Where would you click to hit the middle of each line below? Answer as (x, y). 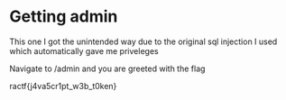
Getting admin (64, 17)
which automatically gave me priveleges (84, 50)
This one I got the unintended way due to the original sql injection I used (143, 41)
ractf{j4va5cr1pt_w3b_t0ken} (63, 86)
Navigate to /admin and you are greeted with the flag (107, 68)
